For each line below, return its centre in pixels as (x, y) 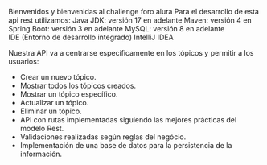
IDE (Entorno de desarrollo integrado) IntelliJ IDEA (91, 37)
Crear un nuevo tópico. (58, 77)
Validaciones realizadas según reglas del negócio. (103, 137)
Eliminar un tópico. (51, 111)
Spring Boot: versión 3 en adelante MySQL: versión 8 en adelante (117, 29)
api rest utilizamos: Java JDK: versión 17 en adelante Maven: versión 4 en (130, 20)
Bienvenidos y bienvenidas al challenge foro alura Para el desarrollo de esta (134, 12)
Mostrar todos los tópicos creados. (78, 85)
